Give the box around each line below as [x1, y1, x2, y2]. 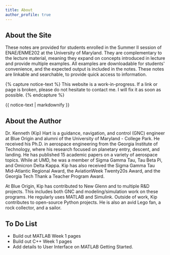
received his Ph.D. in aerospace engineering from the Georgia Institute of [5, 141, 158, 147]
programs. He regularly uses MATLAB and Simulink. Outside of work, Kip [5, 194, 157, 200]
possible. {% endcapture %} [5, 92, 65, 98]
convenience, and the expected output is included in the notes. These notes [5, 66, 164, 72]
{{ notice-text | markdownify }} [5, 102, 70, 108]
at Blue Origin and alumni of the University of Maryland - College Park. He [5, 136, 160, 142]
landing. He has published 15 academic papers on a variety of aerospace [5, 152, 158, 158]
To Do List [5, 219, 38, 228]
